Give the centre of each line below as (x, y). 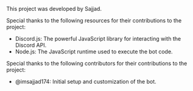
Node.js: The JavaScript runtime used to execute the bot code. (94, 52)
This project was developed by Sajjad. (54, 9)
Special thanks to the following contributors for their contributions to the (97, 63)
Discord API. (31, 45)
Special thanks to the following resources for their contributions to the (94, 20)
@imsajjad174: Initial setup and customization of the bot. (86, 82)
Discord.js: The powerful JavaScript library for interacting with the (98, 39)
